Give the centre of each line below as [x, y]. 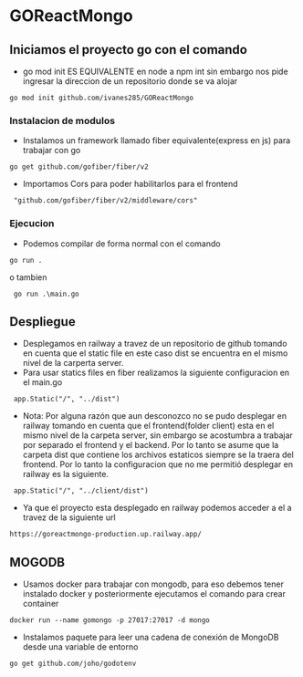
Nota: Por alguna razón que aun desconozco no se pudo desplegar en [155, 416]
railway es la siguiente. [66, 474]
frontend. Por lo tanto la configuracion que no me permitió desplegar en [158, 464]
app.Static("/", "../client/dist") [81, 491]
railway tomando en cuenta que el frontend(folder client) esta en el [148, 426]
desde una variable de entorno [80, 647]
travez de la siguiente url [69, 517]
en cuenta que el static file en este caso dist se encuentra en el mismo [155, 353]
